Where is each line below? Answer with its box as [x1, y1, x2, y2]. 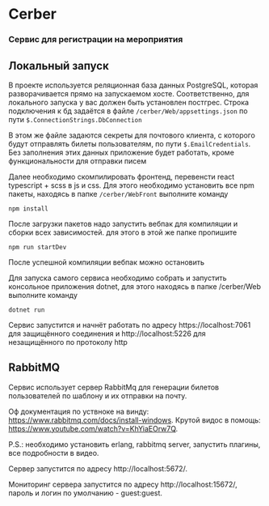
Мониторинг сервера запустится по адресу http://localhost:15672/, [8, 479, 238, 489]
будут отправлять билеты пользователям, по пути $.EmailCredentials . [8, 138, 251, 148]
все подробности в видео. [8, 448, 99, 457]
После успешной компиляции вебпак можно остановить [8, 257, 204, 267]
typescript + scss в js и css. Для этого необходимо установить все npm [8, 180, 254, 190]
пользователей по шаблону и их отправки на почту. [8, 390, 187, 401]
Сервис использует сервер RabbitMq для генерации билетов [8, 382, 220, 392]
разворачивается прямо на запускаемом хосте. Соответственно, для [8, 88, 250, 98]
